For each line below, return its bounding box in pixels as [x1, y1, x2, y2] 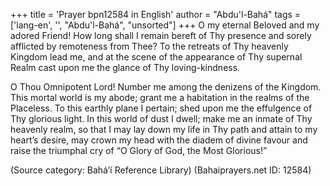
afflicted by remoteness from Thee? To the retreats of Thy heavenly [10, 40, 289, 52]
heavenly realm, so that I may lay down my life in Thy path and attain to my [10, 124, 318, 135]
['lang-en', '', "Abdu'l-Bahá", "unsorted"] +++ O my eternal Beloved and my [10, 19, 320, 31]
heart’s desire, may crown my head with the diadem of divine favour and [10, 134, 308, 146]
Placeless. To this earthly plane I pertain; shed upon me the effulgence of [10, 102, 313, 114]
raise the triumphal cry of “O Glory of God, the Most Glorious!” [10, 145, 268, 156]
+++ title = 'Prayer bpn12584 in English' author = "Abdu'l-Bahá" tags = [10, 9, 302, 20]
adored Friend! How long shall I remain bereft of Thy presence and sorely [10, 30, 312, 41]
